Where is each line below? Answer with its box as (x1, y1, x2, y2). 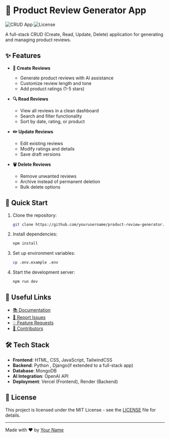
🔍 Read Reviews (12, 96, 49, 102)
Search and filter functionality (20, 113, 82, 119)
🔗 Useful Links (5, 293, 52, 302)
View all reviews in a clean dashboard (20, 107, 99, 113)
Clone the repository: (12, 212, 57, 218)
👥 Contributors (12, 325, 44, 331)
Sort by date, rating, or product (20, 118, 85, 124)
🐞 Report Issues (12, 314, 46, 320)
